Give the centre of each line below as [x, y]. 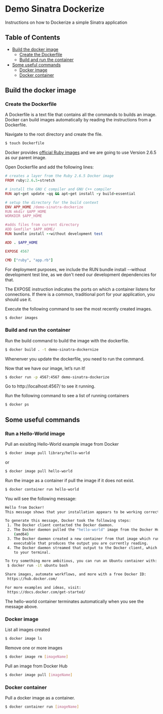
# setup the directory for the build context [52, 202]
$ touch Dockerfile [25, 143]
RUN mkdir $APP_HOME [26, 211]
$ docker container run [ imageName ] [42, 707]
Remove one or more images [34, 648]
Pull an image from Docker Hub [36, 666]
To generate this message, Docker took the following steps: [68, 521]
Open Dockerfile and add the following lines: [49, 167]
